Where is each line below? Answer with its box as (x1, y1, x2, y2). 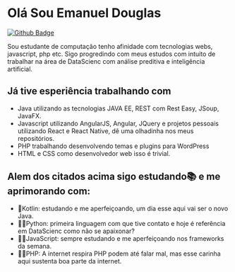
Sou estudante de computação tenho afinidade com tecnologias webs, (7, 42, 213, 50)
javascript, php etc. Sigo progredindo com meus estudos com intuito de (7, 50, 216, 58)
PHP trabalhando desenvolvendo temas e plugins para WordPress (17, 142, 210, 150)
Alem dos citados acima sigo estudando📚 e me (7, 171, 221, 183)
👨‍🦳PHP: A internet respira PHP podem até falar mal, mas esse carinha (17, 249, 221, 258)
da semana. (17, 242, 52, 250)
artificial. (7, 64, 33, 73)
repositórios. (17, 134, 55, 142)
